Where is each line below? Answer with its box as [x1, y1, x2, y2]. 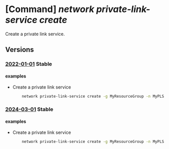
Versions [5, 45, 34, 54]
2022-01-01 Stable [5, 60, 52, 67]
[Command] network [5, 4, 95, 15]
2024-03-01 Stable [5, 106, 54, 113]
